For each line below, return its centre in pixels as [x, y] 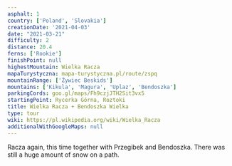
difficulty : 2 [28, 41]
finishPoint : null [35, 61]
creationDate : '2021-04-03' [49, 27]
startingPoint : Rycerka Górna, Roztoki [67, 100]
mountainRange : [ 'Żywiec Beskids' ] [60, 80]
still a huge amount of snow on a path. [63, 155]
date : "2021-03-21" [36, 34]
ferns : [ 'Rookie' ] [35, 54]
